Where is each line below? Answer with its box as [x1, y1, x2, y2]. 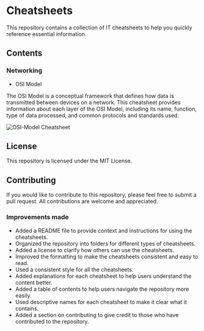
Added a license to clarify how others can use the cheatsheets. [15, 246, 175, 253]
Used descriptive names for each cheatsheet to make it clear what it [15, 298, 188, 305]
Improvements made [6, 213, 69, 222]
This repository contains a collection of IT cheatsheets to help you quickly [6, 24, 192, 31]
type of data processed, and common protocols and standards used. [6, 111, 180, 119]
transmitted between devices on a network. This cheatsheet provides [6, 98, 181, 106]
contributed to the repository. [15, 318, 90, 325]
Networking [6, 67, 43, 75]
